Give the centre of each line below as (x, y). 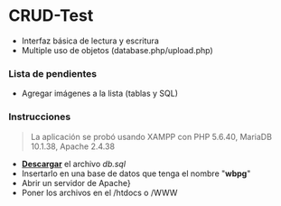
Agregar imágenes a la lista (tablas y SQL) (99, 94)
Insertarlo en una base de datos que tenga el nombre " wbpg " (136, 173)
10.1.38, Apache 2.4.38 (72, 146)
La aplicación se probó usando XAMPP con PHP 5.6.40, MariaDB (151, 136)
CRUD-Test (51, 16)
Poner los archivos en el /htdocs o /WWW (99, 192)
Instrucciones (40, 117)
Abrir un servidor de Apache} (76, 183)
